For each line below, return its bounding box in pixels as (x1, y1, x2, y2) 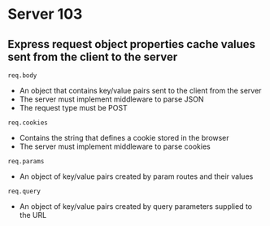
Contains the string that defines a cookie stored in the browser (19, 133, 229, 142)
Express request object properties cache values (7, 37, 256, 51)
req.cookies (7, 119, 48, 127)
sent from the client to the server (7, 50, 178, 63)
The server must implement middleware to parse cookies (19, 141, 211, 151)
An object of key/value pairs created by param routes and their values (19, 172, 254, 181)
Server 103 (7, 5, 83, 24)
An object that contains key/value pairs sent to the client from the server (19, 86, 262, 95)
